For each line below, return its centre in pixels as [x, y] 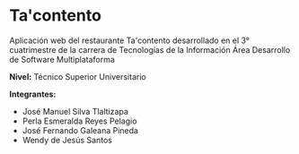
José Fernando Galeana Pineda [80, 130]
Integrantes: [33, 94]
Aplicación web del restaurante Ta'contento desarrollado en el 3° [129, 40]
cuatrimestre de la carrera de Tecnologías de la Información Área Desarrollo [150, 49]
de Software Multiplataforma [62, 59]
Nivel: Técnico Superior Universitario [78, 76]
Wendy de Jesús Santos [67, 140]
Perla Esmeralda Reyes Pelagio [79, 121]
